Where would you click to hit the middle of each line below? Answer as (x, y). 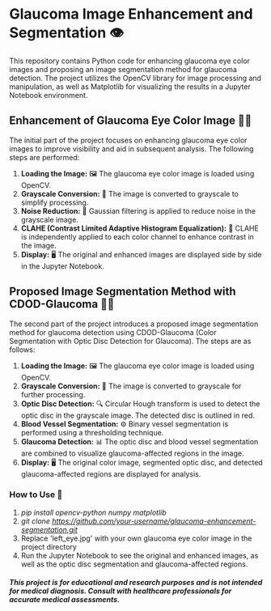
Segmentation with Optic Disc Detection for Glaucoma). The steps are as (130, 341)
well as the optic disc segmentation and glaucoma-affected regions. (134, 564)
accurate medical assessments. (65, 600)
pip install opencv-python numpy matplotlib (93, 512)
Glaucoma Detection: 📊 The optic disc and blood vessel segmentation (140, 441)
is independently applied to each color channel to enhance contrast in (137, 236)
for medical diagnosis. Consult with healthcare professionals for (121, 591)
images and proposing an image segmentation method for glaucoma (123, 69)
